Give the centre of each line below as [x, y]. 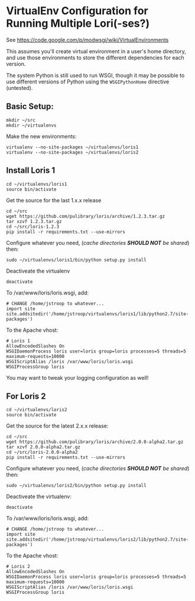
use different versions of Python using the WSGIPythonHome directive [88, 82]
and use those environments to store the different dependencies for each [95, 57]
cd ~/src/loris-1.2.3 [33, 227]
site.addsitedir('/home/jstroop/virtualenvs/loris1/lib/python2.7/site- [97, 314]
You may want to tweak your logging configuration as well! [77, 377]
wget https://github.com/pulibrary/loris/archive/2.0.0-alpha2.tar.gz [95, 442]
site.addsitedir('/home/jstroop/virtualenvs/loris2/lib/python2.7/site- [97, 539]
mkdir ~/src [21, 120]
